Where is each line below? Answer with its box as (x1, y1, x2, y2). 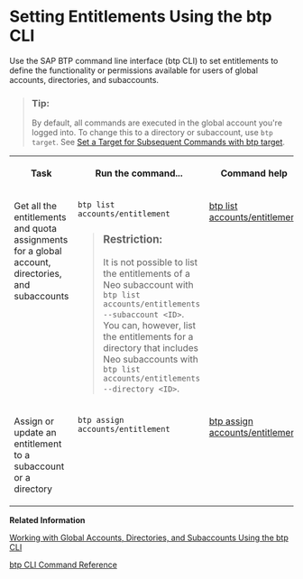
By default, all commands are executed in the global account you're (31, 117, 282, 128)
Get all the (14, 200, 57, 213)
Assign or (14, 415, 54, 427)
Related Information (9, 515, 86, 526)
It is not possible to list (103, 256, 198, 269)
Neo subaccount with (103, 279, 194, 291)
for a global (14, 245, 62, 258)
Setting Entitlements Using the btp (9, 6, 272, 27)
